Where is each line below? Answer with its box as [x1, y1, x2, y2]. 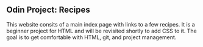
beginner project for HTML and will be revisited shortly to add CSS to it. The [6, 27, 197, 34]
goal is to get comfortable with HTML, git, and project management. [6, 33, 177, 41]
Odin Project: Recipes [6, 5, 90, 15]
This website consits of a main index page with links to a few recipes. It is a [6, 20, 195, 28]
